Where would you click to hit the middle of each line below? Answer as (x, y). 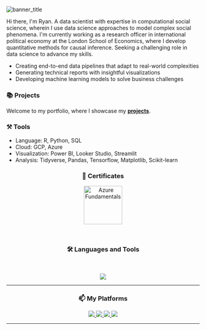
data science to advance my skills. (50, 54)
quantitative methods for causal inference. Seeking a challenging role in (97, 47)
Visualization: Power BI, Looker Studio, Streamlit (76, 153)
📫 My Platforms (103, 299)
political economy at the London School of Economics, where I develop (96, 41)
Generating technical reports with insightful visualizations (88, 73)
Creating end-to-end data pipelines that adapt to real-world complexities (107, 66)
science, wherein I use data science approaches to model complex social (99, 28)
